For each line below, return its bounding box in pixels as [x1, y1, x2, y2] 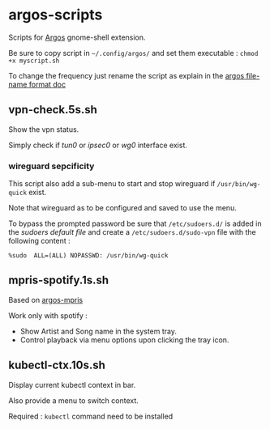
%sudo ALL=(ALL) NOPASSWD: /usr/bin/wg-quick [8, 252, 169, 260]
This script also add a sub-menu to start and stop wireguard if [8, 179, 216, 189]
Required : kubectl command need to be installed [8, 411, 174, 421]
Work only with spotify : [8, 310, 88, 321]
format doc [28, 79, 66, 89]
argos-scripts [8, 6, 103, 24]
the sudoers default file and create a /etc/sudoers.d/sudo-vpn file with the [8, 227, 257, 237]
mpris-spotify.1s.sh [8, 274, 109, 287]
